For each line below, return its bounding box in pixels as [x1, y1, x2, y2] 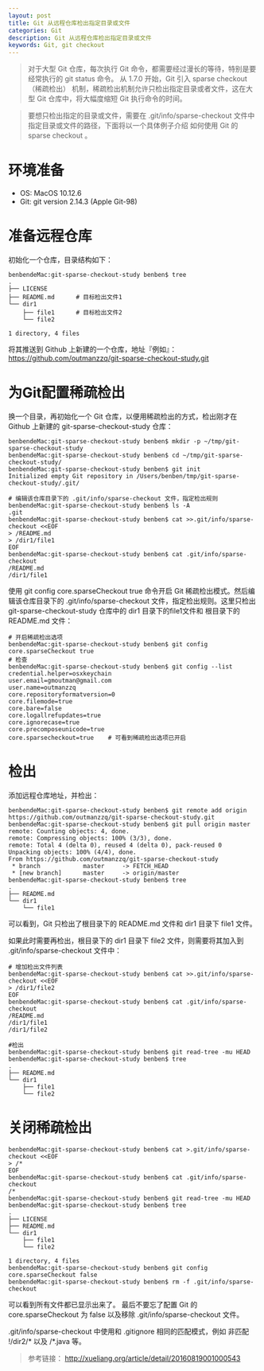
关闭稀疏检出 [8, 1119, 93, 1137]
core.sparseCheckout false [8, 1271, 98, 1279]
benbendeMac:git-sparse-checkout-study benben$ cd [8, 451, 180, 459]
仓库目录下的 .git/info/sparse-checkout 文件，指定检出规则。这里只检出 [21, 596, 256, 606]
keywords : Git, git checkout [8, 41, 105, 49]
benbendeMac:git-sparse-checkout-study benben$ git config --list [8, 662, 233, 671]
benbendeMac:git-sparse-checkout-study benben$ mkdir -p [8, 437, 201, 446]
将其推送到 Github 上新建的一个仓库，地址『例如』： [8, 345, 177, 354]
